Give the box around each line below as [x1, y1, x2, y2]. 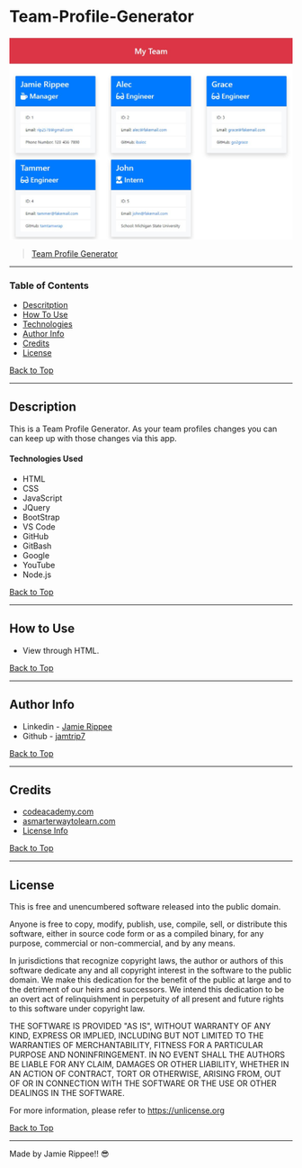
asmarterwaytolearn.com [22, 816, 116, 827]
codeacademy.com [22, 806, 94, 817]
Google [22, 550, 50, 561]
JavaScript [22, 493, 63, 503]
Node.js [22, 569, 52, 580]
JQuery [22, 503, 51, 513]
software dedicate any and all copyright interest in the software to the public [9, 965, 292, 976]
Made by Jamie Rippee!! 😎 [9, 1148, 110, 1159]
